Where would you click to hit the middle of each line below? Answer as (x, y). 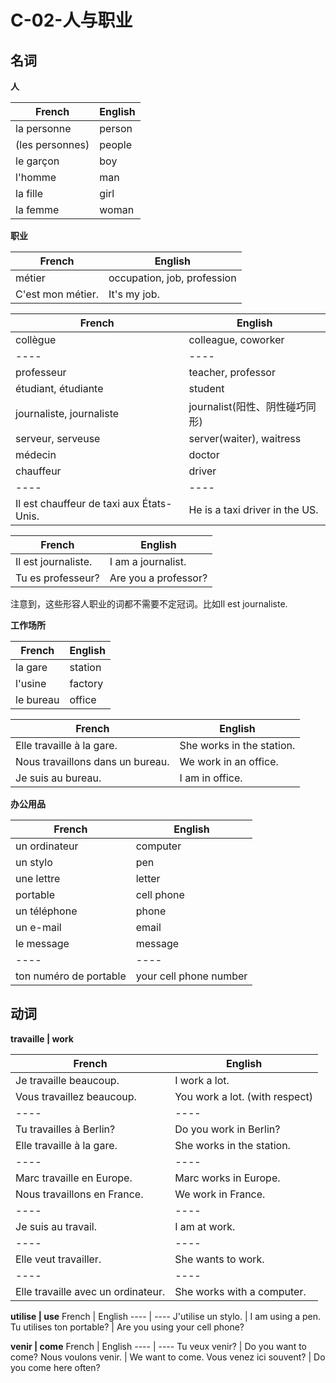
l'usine (31, 683)
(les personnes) (52, 144)
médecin (36, 454)
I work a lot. (202, 1080)
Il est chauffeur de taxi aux (77, 503)
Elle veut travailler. (58, 1259)
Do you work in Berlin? (227, 1129)
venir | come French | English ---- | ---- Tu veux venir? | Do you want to (158, 1346)
